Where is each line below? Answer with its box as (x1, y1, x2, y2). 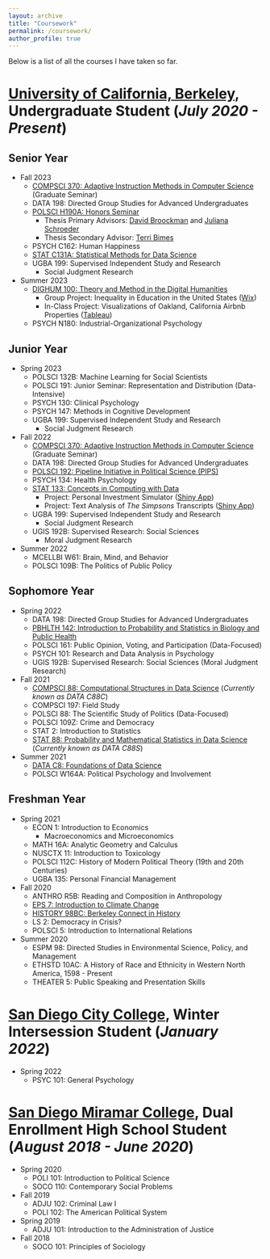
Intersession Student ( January (8, 1022, 219, 1041)
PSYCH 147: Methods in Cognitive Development (31, 406, 191, 416)
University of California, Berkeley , (8, 85, 239, 103)
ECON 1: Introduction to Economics (31, 822, 149, 832)
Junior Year (8, 342, 69, 356)
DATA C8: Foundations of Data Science (31, 760, 162, 770)
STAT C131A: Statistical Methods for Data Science (31, 250, 197, 259)
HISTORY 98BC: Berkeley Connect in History (31, 908, 181, 918)
